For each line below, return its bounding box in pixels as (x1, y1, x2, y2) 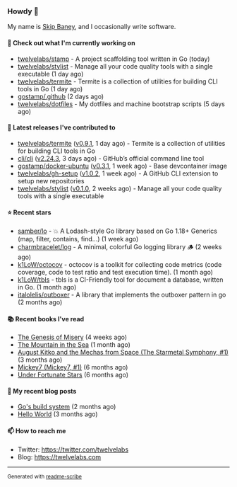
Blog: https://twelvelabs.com (17, 452, 102, 461)
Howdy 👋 (7, 6, 39, 16)
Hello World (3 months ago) (17, 410, 98, 418)
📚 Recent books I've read (7, 314, 85, 323)
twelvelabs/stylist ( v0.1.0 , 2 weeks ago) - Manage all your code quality (17, 184, 222, 193)
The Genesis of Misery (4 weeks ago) (17, 333, 128, 342)
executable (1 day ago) (17, 69, 84, 78)
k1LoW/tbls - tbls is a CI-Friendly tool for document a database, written (17, 275, 224, 284)
